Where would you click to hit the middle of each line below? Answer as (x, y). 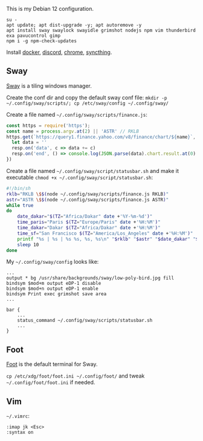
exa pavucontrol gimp (34, 36)
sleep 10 (28, 244)
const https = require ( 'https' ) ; (48, 126)
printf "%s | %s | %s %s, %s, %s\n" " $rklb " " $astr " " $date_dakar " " (107, 239)
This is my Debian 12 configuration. (50, 9)
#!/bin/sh (19, 188)
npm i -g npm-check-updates (42, 41)
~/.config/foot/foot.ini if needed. (51, 382)
